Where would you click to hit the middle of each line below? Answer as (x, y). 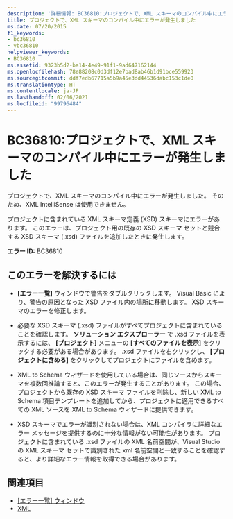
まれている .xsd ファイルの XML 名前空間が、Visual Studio (137, 441)
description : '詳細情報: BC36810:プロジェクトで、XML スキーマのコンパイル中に (113, 14)
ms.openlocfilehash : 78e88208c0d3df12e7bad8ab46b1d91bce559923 (101, 71)
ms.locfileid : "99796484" (44, 104)
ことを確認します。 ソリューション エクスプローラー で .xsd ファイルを (118, 334)
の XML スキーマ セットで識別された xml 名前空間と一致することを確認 (118, 450)
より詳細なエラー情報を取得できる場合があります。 (108, 459)
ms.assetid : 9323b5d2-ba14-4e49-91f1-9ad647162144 (82, 65)
